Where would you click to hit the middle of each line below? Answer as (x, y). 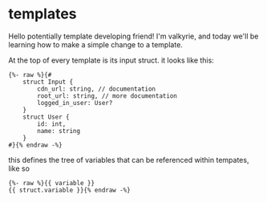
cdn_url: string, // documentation (97, 89)
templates (43, 14)
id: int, (52, 124)
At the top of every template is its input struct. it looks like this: (111, 60)
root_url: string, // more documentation (107, 96)
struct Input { (48, 82)
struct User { (46, 117)
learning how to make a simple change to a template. (95, 44)
